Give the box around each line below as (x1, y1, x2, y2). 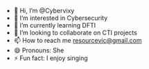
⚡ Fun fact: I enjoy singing (13, 54, 88, 62)
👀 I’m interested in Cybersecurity (13, 14, 108, 22)
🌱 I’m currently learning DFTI (13, 21, 96, 29)
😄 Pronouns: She (13, 46, 64, 55)
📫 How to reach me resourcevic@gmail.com (13, 37, 142, 44)
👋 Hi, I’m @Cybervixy (13, 7, 75, 14)
